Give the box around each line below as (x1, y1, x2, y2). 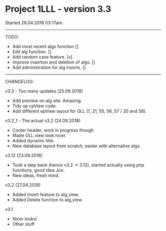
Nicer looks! (12, 216, 37, 222)
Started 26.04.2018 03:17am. (5, 20, 64, 26)
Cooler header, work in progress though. (12, 127, 95, 133)
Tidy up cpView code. (12, 102, 57, 109)
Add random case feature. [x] (12, 54, 73, 60)
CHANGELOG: (5, 78, 34, 84)
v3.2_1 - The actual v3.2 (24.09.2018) (5, 117, 81, 124)
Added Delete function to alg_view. (12, 197, 83, 202)
